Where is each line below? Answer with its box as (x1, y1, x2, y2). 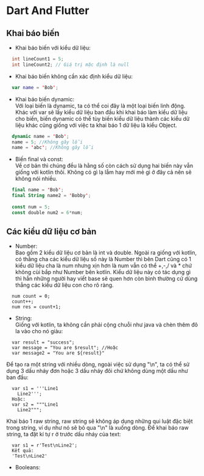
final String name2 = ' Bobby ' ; (12, 193, 91, 199)
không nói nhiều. (15, 175, 58, 182)
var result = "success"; (12, 339, 75, 345)
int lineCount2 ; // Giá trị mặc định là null (12, 62, 130, 68)
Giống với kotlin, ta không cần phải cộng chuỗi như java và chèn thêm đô (15, 321, 199, 328)
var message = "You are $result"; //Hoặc (12, 345, 119, 351)
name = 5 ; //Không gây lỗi (12, 139, 83, 145)
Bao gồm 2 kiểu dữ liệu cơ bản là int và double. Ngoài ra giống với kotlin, (15, 249, 197, 256)
